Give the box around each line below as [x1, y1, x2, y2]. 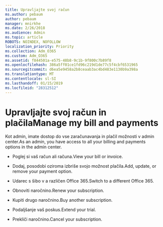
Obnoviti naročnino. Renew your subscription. [12, 187, 105, 193]
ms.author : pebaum [5, 12, 43, 17]
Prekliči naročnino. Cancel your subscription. [12, 216, 103, 223]
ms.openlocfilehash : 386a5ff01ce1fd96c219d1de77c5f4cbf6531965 [5, 62, 138, 67]
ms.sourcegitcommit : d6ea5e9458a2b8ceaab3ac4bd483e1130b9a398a [5, 67, 138, 72]
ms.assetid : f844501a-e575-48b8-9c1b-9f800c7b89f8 [5, 58, 112, 63]
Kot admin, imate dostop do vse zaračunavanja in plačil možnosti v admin [5, 134, 155, 139]
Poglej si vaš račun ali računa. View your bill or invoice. [12, 154, 123, 160]
